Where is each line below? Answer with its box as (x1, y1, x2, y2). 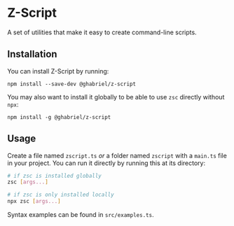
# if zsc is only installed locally (7, 191, 114, 199)
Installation (7, 48, 57, 60)
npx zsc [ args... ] (7, 198, 61, 205)
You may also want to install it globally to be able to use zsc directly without (7, 92, 225, 101)
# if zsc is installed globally (7, 172, 102, 179)
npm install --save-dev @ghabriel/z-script (7, 80, 137, 87)
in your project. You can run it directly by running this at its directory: (7, 159, 205, 167)
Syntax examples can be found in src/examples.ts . (7, 211, 154, 219)
